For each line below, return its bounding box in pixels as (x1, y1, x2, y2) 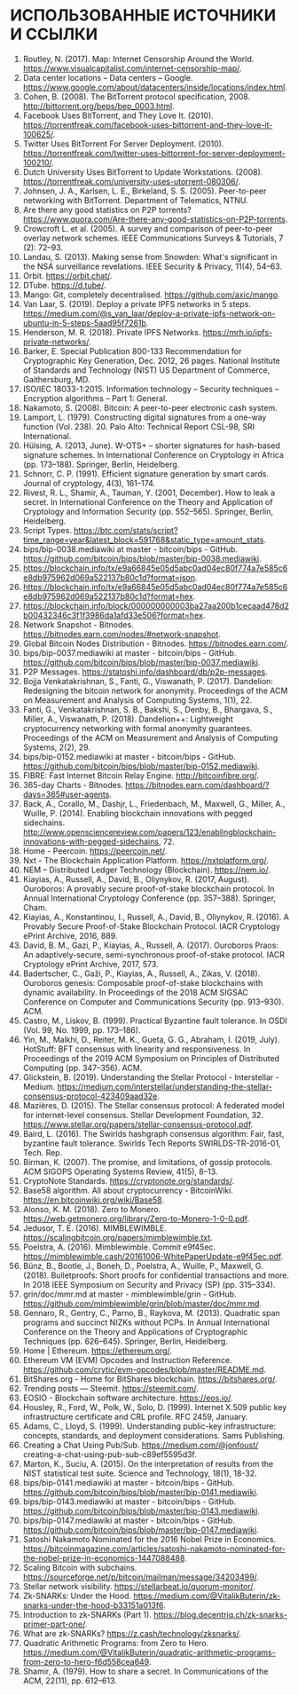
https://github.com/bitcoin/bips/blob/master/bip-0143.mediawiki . (22, 1505, 261, 1516)
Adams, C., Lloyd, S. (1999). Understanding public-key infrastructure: (22, 1421, 277, 1431)
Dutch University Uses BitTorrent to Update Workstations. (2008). (22, 166, 263, 177)
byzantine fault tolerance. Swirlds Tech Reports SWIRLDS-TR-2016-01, (22, 1138, 282, 1148)
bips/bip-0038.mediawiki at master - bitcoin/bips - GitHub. (22, 543, 239, 555)
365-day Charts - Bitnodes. (22, 779, 123, 790)
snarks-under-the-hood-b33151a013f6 (22, 1599, 164, 1611)
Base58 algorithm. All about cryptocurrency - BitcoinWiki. (22, 1185, 233, 1195)
